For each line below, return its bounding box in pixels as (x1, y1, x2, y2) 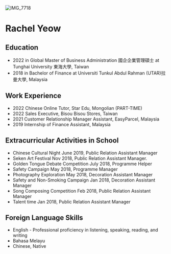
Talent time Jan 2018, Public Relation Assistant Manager (12, 198, 131, 204)
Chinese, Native (12, 243, 46, 249)
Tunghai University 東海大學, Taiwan (12, 64, 89, 70)
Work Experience (5, 91, 62, 100)
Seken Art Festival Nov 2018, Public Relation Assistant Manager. (12, 155, 148, 161)
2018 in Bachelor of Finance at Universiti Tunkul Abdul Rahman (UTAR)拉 (12, 70, 166, 76)
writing (12, 233, 28, 239)
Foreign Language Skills (5, 214, 83, 222)
